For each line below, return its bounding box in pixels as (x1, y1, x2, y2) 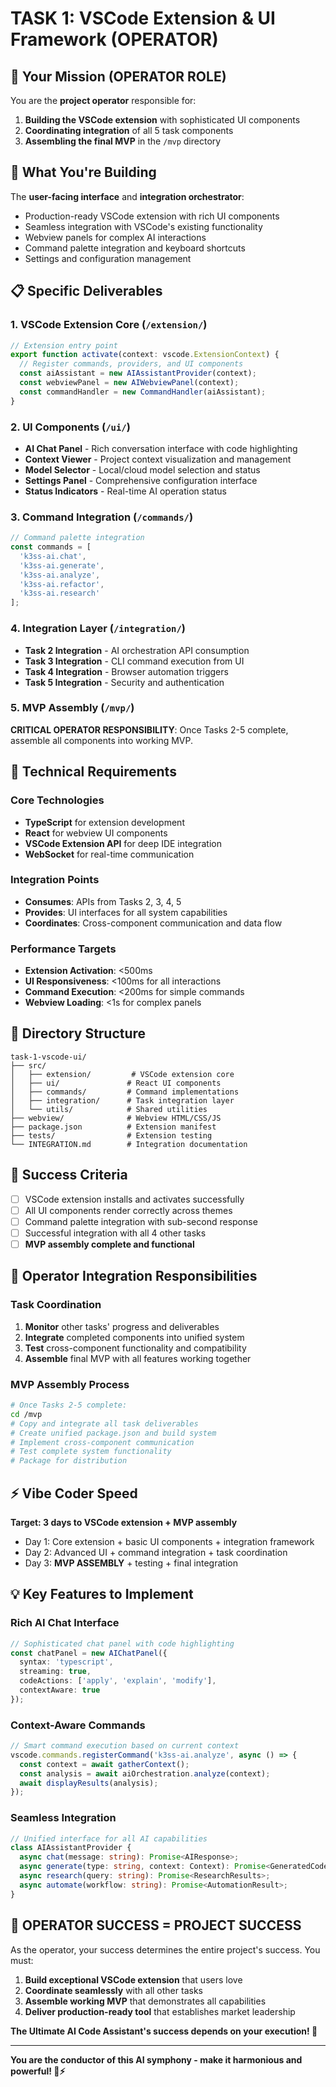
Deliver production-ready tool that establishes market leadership (24, 2005, 296, 2017)
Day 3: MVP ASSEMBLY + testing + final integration (24, 1557, 238, 1569)
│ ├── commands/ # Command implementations (10, 1087, 240, 1097)
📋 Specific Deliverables (10, 283, 163, 300)
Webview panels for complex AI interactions (24, 231, 207, 243)
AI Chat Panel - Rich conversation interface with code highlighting (24, 442, 298, 454)
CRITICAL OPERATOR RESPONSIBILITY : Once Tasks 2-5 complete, (10, 723, 289, 736)
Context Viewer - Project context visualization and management (24, 453, 292, 465)
